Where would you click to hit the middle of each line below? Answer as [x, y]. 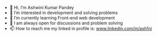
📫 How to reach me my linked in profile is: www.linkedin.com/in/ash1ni [81, 28]
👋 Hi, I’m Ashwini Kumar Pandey [42, 8]
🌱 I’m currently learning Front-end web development [62, 18]
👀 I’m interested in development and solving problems [64, 13]
